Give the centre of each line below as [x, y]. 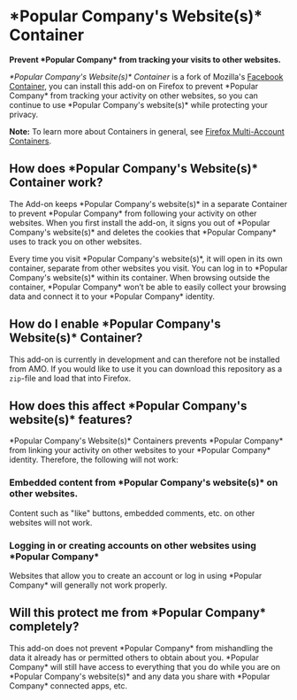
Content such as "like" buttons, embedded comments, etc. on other [132, 513]
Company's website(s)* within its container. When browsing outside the [140, 277]
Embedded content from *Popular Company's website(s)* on [144, 482]
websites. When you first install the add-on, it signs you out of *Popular [140, 222]
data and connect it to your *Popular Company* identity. [112, 296]
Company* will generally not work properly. [88, 585]
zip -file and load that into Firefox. [70, 378]
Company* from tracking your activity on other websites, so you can [134, 96]
